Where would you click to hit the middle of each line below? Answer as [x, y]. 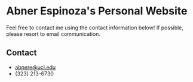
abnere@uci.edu [35, 67]
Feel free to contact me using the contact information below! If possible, [95, 28]
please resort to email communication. [53, 34]
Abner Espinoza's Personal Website [97, 11]
